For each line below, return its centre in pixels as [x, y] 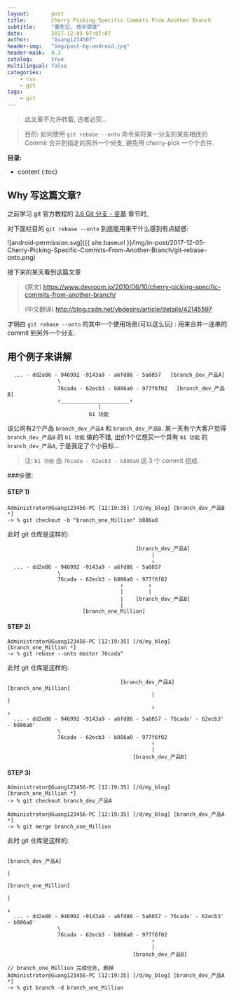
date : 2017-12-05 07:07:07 [59, 33]
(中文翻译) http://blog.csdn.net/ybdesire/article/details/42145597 [118, 309]
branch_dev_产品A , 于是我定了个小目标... [63, 445]
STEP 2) [19, 627]
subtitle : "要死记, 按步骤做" [54, 27]
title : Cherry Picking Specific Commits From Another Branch [109, 20]
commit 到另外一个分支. [41, 333]
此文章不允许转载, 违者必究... [66, 119]
